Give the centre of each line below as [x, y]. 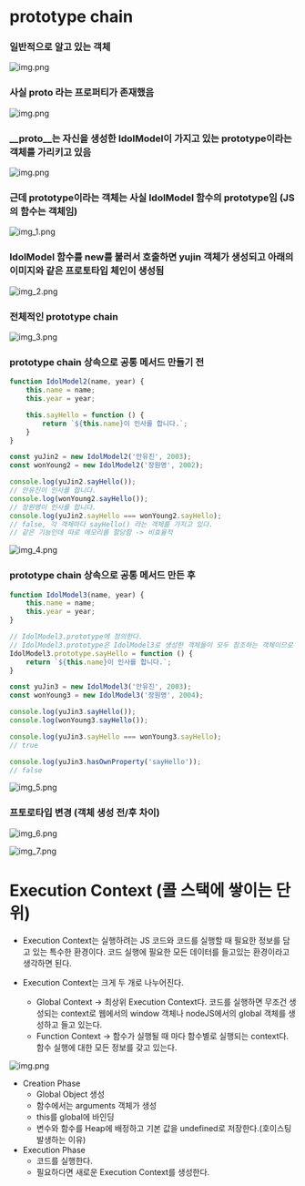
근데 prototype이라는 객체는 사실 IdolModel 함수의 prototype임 [143, 198]
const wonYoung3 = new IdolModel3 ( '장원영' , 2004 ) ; [107, 695]
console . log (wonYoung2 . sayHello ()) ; [79, 498]
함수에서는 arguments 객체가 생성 [97, 1105]
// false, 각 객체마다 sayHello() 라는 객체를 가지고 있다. [112, 524]
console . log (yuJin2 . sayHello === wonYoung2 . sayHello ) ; [116, 516]
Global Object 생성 [70, 1094]
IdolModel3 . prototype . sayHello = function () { [102, 653]
